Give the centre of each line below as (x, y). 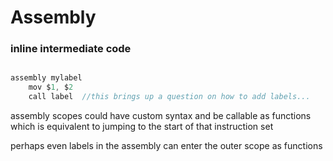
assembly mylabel (46, 78)
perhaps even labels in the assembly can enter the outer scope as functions (166, 146)
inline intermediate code (71, 49)
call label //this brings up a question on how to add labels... (169, 97)
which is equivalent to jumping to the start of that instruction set (142, 127)
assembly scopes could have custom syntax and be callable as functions (161, 116)
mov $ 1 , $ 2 (51, 87)
